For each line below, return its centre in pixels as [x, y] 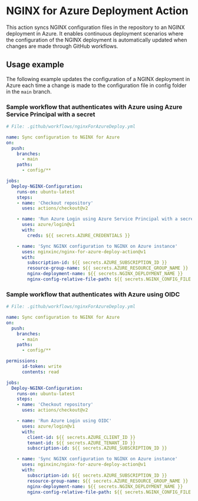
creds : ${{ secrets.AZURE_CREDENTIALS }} [79, 235]
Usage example [35, 65]
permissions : [22, 361]
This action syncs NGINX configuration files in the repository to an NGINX [95, 27]
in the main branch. [29, 91]
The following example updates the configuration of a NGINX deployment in [98, 79]
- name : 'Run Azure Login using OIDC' [64, 421]
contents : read [40, 372]
